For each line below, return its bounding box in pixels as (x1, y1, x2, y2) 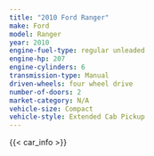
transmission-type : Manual (9, 71, 109, 80)
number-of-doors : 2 (9, 87, 82, 96)
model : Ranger (9, 29, 62, 38)
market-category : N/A (9, 95, 90, 105)
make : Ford (9, 21, 50, 30)
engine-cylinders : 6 (9, 63, 86, 72)
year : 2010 (9, 37, 50, 47)
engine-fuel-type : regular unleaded (9, 46, 145, 55)
